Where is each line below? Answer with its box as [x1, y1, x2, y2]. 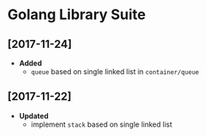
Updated [18, 111, 49, 120]
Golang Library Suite [7, 6, 146, 24]
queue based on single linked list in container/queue [30, 67, 200, 76]
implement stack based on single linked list [30, 119, 173, 129]
